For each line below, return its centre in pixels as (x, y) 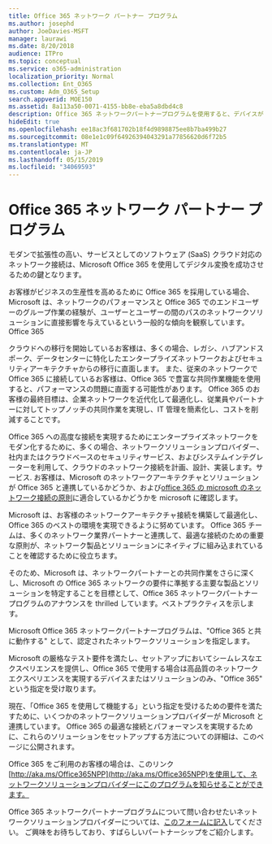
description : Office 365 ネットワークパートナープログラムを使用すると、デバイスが (136, 115)
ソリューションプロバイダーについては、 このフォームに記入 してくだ (142, 822)
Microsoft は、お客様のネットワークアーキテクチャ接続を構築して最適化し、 (135, 515)
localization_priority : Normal (61, 76)
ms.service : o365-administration (65, 69)
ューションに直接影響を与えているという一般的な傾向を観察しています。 (129, 323)
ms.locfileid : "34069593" (52, 167)
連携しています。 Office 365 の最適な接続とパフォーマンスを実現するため (131, 727)
